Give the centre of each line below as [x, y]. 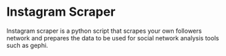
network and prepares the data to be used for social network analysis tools [113, 38]
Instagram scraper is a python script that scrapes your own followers [104, 31]
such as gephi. [28, 45]
